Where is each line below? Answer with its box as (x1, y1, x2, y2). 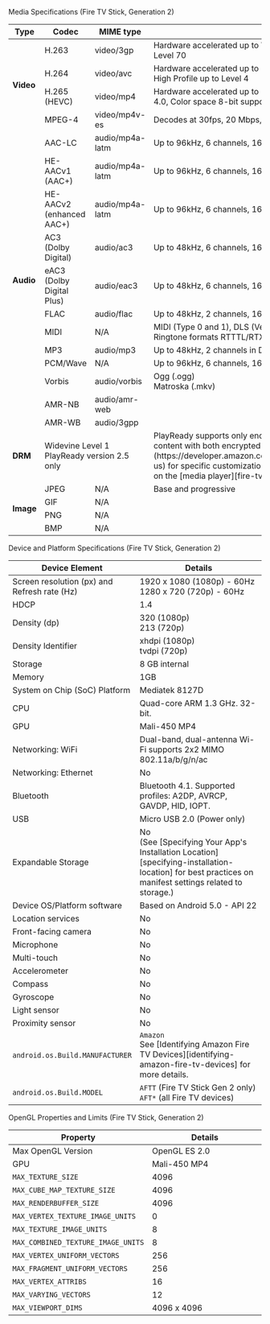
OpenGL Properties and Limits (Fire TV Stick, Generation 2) (8, 1113, 204, 1122)
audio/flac (94, 308, 133, 320)
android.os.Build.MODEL (12, 1088, 104, 1097)
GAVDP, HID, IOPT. (139, 800, 211, 811)
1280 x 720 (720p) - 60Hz (139, 586, 245, 597)
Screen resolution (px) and (12, 576, 113, 587)
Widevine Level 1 (44, 440, 110, 451)
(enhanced (44, 208, 86, 220)
